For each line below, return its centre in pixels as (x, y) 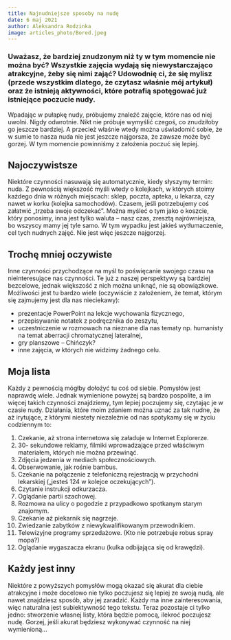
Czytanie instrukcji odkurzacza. (62, 489)
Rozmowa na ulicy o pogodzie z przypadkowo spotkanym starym (110, 503)
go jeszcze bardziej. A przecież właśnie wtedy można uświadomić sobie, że (115, 129)
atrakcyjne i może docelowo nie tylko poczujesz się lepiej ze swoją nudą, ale (116, 593)
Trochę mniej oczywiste (60, 254)
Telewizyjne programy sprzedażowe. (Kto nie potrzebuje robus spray (115, 532)
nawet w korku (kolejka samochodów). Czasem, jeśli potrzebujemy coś (108, 204)
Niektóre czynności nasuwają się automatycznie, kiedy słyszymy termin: (110, 182)
